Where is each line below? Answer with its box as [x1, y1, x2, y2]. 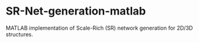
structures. [6, 30, 33, 38]
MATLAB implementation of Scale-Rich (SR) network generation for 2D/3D [6, 24, 193, 31]
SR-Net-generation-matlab [6, 4, 146, 18]
